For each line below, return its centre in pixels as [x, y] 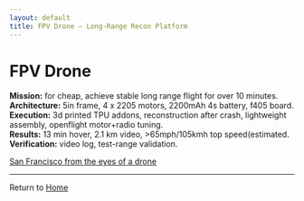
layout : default [40, 18]
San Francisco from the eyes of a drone [83, 162]
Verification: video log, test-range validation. [94, 144]
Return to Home [39, 187]
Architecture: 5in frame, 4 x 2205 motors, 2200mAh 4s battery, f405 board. [152, 106]
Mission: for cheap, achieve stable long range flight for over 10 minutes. [144, 96]
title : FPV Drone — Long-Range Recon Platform [99, 26]
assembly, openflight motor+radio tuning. [86, 125]
